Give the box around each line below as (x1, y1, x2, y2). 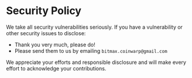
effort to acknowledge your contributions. (6, 65, 107, 72)
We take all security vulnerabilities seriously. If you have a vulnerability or (6, 23, 183, 30)
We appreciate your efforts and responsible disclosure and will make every (6, 59, 186, 66)
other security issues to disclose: (6, 29, 86, 36)
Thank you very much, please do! (14, 41, 95, 48)
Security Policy (6, 4, 82, 18)
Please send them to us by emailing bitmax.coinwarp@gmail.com (14, 47, 168, 54)
